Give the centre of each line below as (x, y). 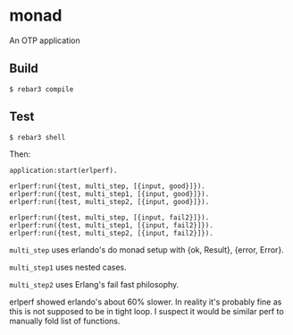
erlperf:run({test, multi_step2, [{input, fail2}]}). (112, 233)
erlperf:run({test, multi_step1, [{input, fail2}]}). (112, 225)
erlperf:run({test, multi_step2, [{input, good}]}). (109, 202)
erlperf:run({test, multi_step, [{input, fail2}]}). (109, 217)
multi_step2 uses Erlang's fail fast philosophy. (94, 284)
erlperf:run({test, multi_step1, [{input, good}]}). (109, 193)
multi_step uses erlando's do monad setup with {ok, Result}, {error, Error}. (146, 249)
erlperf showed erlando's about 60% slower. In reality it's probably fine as (146, 302)
